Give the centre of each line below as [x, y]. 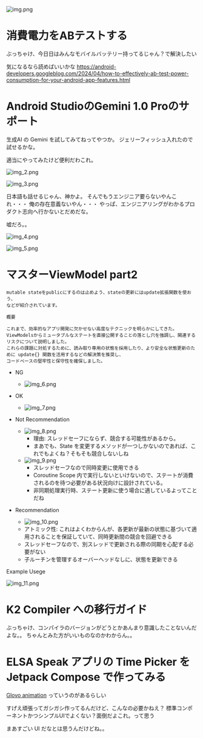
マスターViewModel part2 [72, 275]
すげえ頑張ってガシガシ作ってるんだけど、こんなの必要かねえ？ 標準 [92, 708]
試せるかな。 [22, 147]
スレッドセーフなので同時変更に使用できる [86, 467]
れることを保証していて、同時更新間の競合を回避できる [104, 537]
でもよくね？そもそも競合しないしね [84, 453]
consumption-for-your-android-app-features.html [68, 80]
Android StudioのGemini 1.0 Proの [92, 107]
